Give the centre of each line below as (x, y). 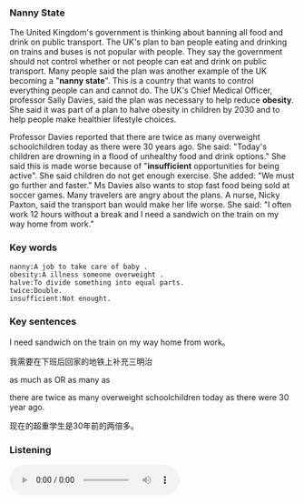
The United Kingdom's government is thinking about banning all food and (147, 33)
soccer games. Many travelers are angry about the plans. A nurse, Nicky (145, 195)
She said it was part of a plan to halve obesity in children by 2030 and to (145, 110)
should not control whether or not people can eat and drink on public (138, 62)
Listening (30, 449)
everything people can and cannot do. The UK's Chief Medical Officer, (141, 91)
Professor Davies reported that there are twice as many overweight (135, 137)
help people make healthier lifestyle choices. (93, 119)
